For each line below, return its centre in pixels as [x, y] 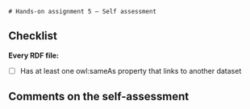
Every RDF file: [33, 55]
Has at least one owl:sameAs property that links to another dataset [131, 71]
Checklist [33, 36]
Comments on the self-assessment [99, 97]
